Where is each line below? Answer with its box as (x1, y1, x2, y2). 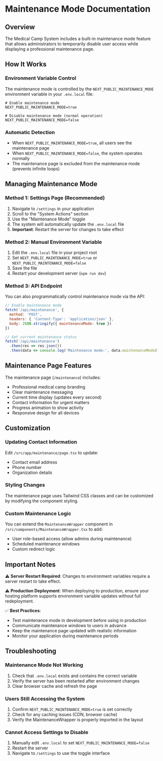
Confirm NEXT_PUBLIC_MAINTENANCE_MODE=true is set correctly (12, 706, 132, 712)
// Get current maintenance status (5, 334, 77, 339)
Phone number (12, 464, 42, 470)
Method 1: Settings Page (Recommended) (5, 195, 105, 201)
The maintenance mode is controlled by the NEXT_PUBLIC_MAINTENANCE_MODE (5, 86, 154, 92)
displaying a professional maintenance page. (5, 46, 95, 52)
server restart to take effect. (5, 578, 62, 584)
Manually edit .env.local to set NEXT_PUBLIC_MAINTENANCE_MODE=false (12, 740, 149, 746)
